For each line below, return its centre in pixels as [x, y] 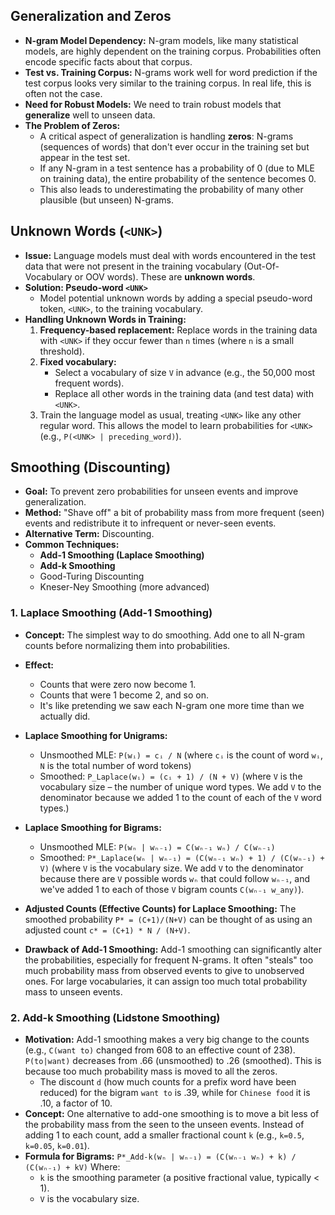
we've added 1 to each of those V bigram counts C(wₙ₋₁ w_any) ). [172, 889]
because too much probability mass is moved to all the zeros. [151, 1071]
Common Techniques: [72, 545]
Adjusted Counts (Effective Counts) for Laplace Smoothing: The [160, 908]
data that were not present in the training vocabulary [133, 266]
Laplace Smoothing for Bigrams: [93, 827]
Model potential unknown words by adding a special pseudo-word [176, 298]
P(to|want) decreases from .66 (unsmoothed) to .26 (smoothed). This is [173, 1061]
